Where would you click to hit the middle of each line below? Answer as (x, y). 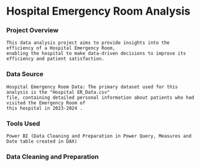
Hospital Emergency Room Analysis (98, 11)
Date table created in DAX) (42, 141)
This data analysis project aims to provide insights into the (88, 43)
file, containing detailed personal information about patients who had (100, 98)
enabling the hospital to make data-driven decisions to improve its (96, 54)
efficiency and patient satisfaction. (55, 59)
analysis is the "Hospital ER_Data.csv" (58, 92)
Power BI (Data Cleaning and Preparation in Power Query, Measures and (99, 136)
